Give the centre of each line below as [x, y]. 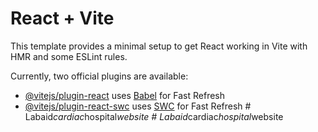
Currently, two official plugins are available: [99, 76]
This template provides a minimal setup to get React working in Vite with [159, 46]
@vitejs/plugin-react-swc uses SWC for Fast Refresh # [138, 106]
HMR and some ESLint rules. [69, 56]
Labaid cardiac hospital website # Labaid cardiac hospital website [154, 116]
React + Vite [62, 18]
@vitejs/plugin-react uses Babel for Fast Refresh [125, 95]
